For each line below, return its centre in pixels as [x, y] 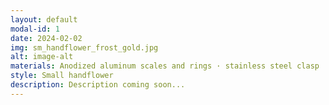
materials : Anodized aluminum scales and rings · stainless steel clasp [165, 66]
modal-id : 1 [35, 29]
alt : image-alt [42, 57]
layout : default [44, 19]
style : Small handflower [62, 76]
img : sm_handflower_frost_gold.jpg [84, 47]
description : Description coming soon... [98, 85]
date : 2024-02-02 [46, 38]
